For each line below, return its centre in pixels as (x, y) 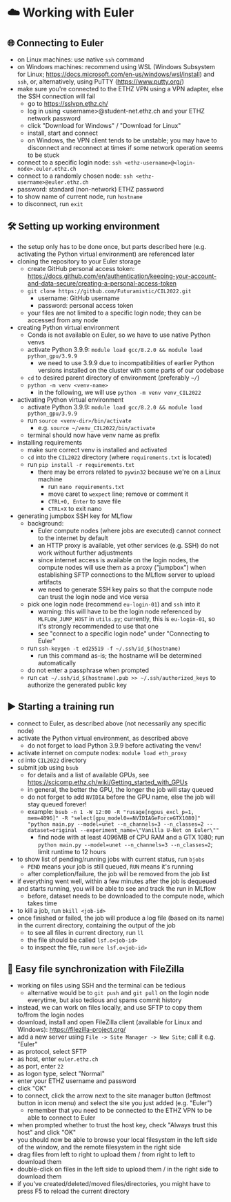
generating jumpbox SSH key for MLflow (75, 516)
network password (54, 118)
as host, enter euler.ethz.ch (58, 1059)
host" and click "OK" (47, 1132)
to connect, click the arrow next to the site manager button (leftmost (114, 1095)
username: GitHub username (79, 298)
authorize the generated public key (77, 685)
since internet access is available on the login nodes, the (118, 560)
